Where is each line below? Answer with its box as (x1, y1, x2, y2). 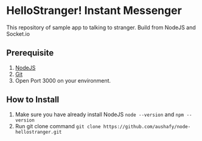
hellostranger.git (15, 129, 62, 135)
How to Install (6, 95, 60, 105)
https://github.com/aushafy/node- (103, 123, 191, 129)
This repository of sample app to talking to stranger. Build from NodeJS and (6, 24, 196, 31)
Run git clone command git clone (15, 122, 101, 129)
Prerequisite (6, 48, 54, 58)
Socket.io (6, 30, 30, 37)
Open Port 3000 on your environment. (15, 77, 111, 84)
